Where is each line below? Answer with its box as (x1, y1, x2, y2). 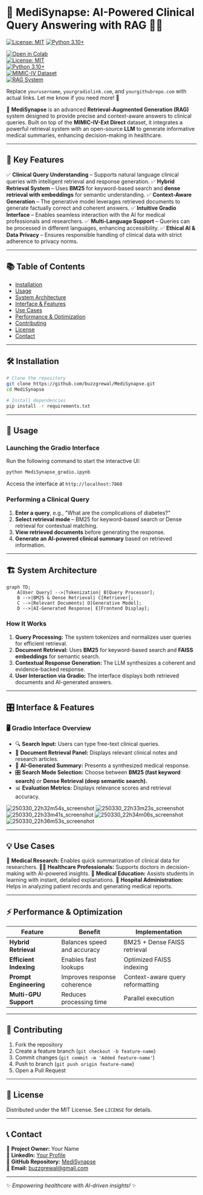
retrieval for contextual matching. (14, 522, 98, 529)
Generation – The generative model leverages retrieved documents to (6, 198, 181, 205)
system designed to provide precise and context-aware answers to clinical (6, 112, 192, 119)
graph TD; (6, 584, 31, 590)
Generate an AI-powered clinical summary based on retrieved (14, 534, 172, 542)
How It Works (6, 619, 47, 628)
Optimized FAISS (123, 956, 171, 964)
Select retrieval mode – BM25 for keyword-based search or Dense (14, 515, 182, 523)
